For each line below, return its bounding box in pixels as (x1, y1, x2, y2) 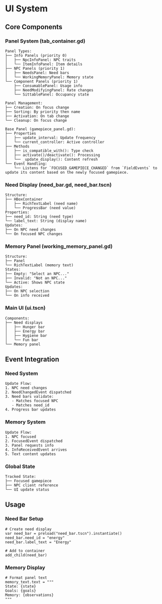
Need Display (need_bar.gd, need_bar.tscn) (5, 181, 112, 188)
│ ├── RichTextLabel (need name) (5, 201, 78, 206)
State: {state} (5, 584, 36, 589)
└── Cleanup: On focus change (5, 118, 67, 123)
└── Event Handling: (5, 161, 48, 166)
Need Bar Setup (5, 515, 43, 522)
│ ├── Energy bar (5, 328, 45, 334)
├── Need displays (5, 320, 43, 325)
